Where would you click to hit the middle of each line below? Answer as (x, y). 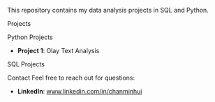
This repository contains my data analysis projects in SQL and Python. (108, 10)
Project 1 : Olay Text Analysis (58, 51)
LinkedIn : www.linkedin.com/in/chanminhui (80, 91)
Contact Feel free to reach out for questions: (71, 78)
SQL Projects (26, 64)
